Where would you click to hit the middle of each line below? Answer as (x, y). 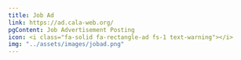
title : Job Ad (31, 15)
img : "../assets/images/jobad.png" (66, 44)
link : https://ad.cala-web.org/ (61, 23)
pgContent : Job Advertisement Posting (71, 30)
